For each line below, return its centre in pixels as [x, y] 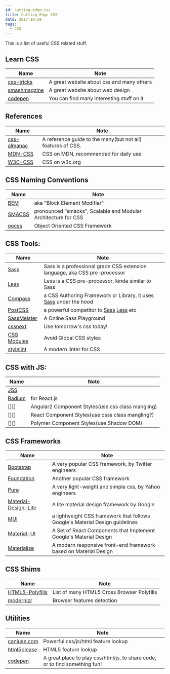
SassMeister [23, 318]
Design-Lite [22, 508]
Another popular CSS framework [91, 478]
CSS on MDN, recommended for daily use [92, 154]
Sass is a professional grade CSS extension [95, 267]
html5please [23, 649]
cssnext [17, 326]
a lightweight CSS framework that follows [101, 516]
